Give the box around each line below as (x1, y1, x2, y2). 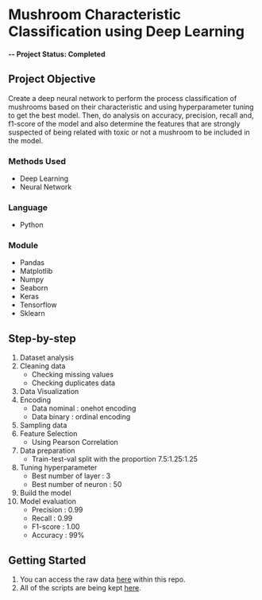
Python (19, 220, 44, 230)
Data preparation (19, 446, 75, 455)
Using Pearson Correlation (31, 438, 119, 447)
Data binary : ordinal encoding (31, 412, 131, 422)
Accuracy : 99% (31, 531, 85, 540)
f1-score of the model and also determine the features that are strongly (8, 119, 241, 128)
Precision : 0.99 (31, 505, 83, 515)
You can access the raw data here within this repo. (19, 575, 186, 584)
